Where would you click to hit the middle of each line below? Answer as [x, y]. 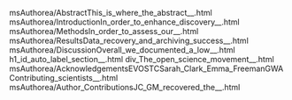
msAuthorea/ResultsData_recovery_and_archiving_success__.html [129, 40]
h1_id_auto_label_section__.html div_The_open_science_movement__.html [142, 59]
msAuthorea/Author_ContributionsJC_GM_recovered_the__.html [125, 87]
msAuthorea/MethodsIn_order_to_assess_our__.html [104, 31]
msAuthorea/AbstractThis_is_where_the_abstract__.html [111, 13]
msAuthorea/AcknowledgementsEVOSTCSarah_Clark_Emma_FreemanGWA [146, 68]
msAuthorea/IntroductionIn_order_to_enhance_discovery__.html [125, 22]
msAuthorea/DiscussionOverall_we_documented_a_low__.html [123, 50]
